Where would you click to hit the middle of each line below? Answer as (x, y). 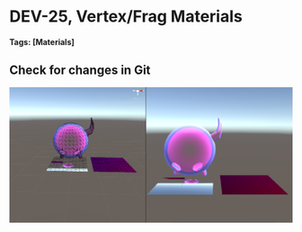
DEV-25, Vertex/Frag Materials (126, 17)
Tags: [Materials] (42, 41)
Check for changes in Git (80, 71)
